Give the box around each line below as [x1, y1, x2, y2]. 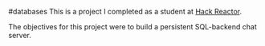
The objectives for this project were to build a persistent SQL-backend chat [8, 22, 257, 31]
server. [8, 31, 32, 40]
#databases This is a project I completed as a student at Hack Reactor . [8, 7, 243, 16]
